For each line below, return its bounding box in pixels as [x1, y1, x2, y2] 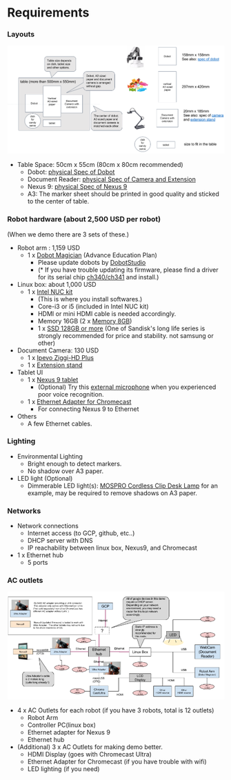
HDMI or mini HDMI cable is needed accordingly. [37, 309, 177, 318]
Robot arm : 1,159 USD [17, 243, 81, 252]
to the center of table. [27, 197, 90, 206]
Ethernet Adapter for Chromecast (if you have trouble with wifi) [27, 757, 207, 766]
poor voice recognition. [37, 390, 104, 398]
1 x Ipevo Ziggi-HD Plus [27, 353, 94, 361]
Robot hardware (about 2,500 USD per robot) [7, 214, 161, 224]
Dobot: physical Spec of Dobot [27, 168, 115, 177]
